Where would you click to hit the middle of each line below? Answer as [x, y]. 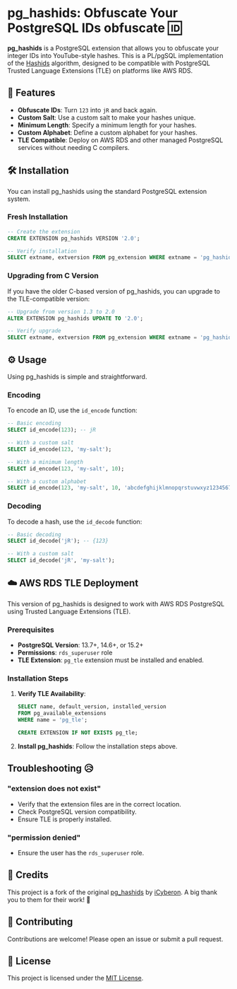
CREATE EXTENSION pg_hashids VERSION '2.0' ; [74, 238]
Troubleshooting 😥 [50, 769]
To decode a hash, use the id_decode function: [75, 521]
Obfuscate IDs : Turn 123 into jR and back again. [87, 110]
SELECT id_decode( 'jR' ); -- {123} [58, 541]
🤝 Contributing [40, 922]
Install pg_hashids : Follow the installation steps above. [97, 746]
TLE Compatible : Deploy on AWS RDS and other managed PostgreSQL [120, 140]
